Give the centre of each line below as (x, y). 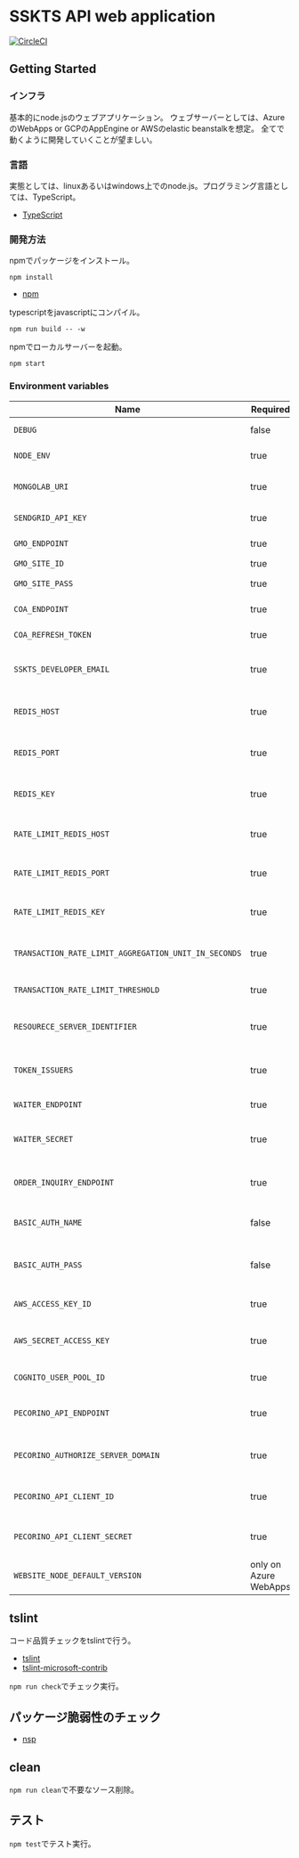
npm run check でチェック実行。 (67, 1686)
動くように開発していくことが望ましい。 (83, 139)
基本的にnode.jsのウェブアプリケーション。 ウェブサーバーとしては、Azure (147, 117)
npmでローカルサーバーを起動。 (68, 347)
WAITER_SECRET (44, 1139)
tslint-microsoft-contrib (65, 1668)
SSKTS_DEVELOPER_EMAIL (61, 669)
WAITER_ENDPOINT (48, 1104)
